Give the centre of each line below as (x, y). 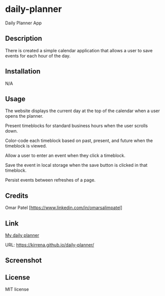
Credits (17, 195)
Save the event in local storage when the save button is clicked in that (76, 165)
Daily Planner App (24, 23)
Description (24, 38)
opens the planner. (24, 116)
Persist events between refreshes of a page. (50, 180)
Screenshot (24, 260)
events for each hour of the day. (38, 56)
